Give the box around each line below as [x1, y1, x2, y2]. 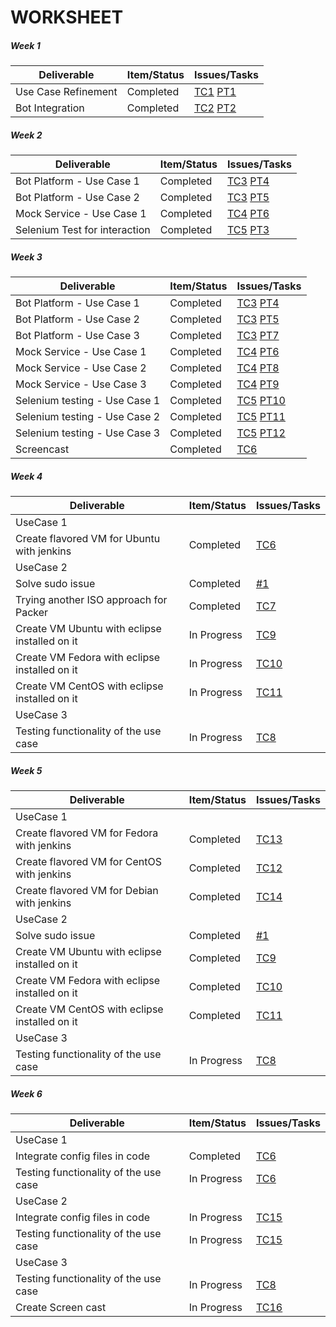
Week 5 [10, 764, 43, 776]
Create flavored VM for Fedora [15, 826, 159, 840]
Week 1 [10, 39, 41, 51]
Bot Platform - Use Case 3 [15, 329, 140, 343]
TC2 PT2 [193, 101, 237, 115]
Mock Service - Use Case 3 [15, 377, 147, 391]
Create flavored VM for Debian [15, 884, 159, 898]
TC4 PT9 [236, 377, 280, 391]
